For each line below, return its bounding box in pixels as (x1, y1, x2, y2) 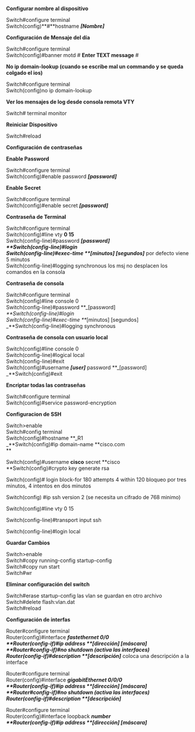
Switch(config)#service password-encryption (6, 399, 116, 406)
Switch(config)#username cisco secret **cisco (6, 459, 120, 465)
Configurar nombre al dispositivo (6, 5, 89, 12)
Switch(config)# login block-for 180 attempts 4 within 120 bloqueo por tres (6, 476, 187, 483)
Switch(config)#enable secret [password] (6, 202, 109, 209)
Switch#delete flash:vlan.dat (6, 599, 75, 605)
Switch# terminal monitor (6, 110, 67, 116)
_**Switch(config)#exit (6, 370, 63, 377)
